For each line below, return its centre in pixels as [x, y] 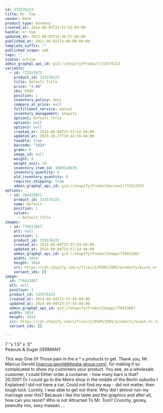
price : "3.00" [28, 86]
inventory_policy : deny [38, 100]
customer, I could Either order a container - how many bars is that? [72, 374]
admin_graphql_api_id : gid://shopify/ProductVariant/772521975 [79, 186]
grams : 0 [23, 150]
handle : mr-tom [20, 32]
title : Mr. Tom [20, 14]
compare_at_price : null [38, 105]
